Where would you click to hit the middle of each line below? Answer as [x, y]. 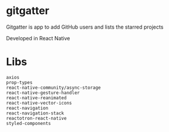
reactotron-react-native [36, 118]
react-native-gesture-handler [43, 93]
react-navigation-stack [35, 113]
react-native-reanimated [36, 98]
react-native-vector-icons [39, 103]
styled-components [28, 123]
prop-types [19, 82]
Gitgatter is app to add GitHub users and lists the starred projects [85, 27]
